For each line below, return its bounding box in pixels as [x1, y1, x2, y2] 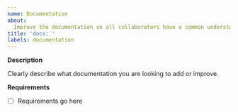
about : [7, 17, 27, 24]
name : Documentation [7, 10, 69, 18]
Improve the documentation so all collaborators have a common [13, 23, 204, 30]
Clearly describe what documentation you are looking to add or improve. [7, 70, 220, 78]
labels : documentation [7, 37, 74, 44]
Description [7, 56, 43, 64]
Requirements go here [17, 97, 83, 106]
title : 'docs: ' [7, 30, 55, 37]
